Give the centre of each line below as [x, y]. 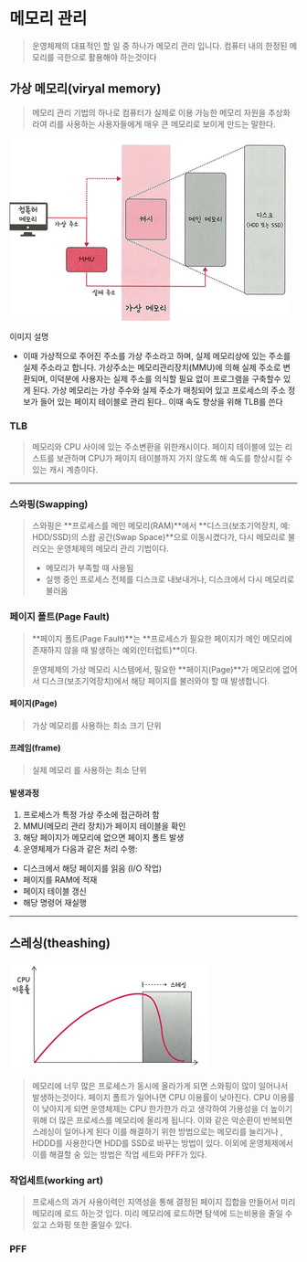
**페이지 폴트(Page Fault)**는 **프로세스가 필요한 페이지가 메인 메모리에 [162, 638]
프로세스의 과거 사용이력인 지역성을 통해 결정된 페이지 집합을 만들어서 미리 [164, 1202]
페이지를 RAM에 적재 [60, 880]
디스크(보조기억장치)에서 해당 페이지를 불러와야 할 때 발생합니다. [156, 681]
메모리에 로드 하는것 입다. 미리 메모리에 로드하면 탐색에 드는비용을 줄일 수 [162, 1214]
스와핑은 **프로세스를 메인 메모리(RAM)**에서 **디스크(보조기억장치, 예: [161, 525]
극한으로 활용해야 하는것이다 [106, 57]
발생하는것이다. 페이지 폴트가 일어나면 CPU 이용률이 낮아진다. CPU [151, 1098]
